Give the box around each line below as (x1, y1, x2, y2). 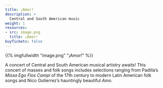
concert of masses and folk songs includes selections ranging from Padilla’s (5, 67, 159, 73)
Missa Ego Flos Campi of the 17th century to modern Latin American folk (5, 72, 152, 78)
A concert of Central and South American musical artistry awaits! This (5, 62, 146, 67)
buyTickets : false (5, 39, 43, 44)
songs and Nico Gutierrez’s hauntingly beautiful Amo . (5, 77, 113, 83)
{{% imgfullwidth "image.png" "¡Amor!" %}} (5, 52, 93, 58)
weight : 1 (5, 21, 25, 26)
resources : (5, 25, 27, 30)
